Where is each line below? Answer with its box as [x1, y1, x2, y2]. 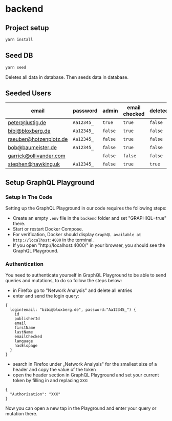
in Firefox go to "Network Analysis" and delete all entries [12, 287, 133, 293]
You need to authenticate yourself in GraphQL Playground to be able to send [5, 272, 166, 278]
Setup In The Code [5, 193, 53, 200]
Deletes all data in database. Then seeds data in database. [5, 74, 129, 80]
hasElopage [14, 343, 38, 348]
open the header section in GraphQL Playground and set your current [12, 372, 159, 378]
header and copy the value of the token [12, 367, 96, 373]
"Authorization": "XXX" [10, 392, 60, 397]
